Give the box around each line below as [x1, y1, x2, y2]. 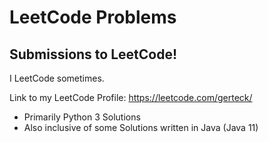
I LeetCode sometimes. [9, 72, 105, 84]
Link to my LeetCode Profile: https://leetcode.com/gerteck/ [9, 92, 253, 103]
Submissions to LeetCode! [9, 46, 177, 63]
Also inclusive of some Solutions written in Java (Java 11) [23, 122, 259, 133]
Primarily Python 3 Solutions [23, 111, 141, 123]
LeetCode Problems [9, 6, 177, 29]
